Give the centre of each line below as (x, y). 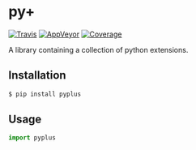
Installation (37, 75)
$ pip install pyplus (45, 94)
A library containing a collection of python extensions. (98, 49)
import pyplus (32, 138)
